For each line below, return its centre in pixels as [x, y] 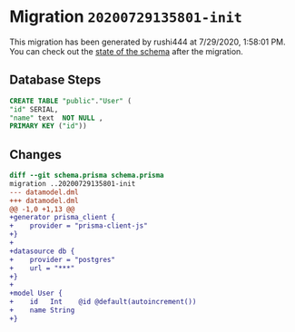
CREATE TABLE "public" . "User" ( [70, 101]
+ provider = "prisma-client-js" [79, 226]
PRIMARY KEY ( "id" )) [49, 126]
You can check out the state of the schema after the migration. [126, 51]
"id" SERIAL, [34, 109]
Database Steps [55, 80]
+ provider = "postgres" [63, 259]
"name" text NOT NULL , [56, 118]
